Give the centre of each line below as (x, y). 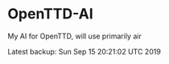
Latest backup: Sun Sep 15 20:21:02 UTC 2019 (84, 51)
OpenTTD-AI (50, 14)
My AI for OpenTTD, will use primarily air (74, 36)
